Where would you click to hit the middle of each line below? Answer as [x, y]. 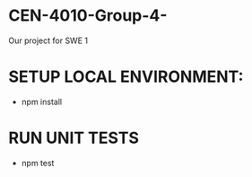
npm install [42, 102]
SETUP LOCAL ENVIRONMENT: [126, 77]
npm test [38, 163]
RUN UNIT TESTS [74, 138]
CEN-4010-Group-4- [88, 16]
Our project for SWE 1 [48, 40]
